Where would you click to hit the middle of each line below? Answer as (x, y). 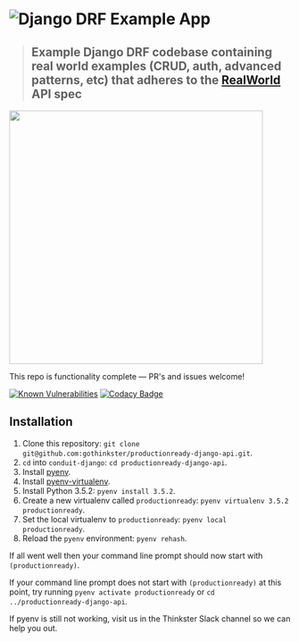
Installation (41, 422)
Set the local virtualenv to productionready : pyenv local (125, 519)
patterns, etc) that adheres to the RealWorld (156, 80)
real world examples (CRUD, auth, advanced (156, 66)
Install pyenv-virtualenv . (66, 481)
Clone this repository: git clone (81, 443)
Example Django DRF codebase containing (151, 52)
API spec (56, 94)
